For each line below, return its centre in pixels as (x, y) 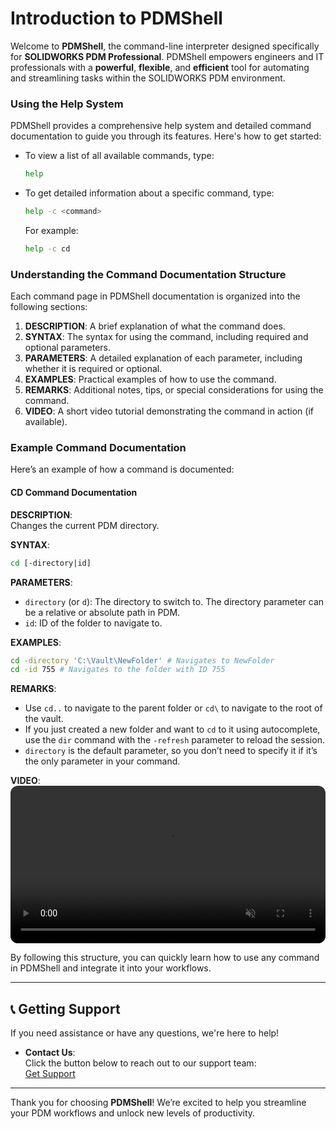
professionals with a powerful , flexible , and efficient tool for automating (160, 67)
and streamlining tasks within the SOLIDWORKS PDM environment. (148, 78)
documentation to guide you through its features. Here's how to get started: (166, 136)
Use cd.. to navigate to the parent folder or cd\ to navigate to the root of (173, 708)
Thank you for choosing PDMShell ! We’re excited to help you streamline (158, 1103)
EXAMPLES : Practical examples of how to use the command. (150, 379)
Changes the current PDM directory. (85, 525)
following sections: (49, 307)
